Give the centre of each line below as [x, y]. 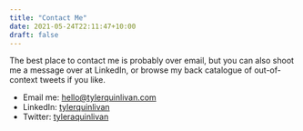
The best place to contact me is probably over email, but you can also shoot [151, 61]
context [24, 80]
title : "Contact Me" [49, 18]
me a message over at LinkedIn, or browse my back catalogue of [131, 70]
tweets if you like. [73, 80]
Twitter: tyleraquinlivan [66, 117]
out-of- [268, 70]
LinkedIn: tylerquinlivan [66, 107]
